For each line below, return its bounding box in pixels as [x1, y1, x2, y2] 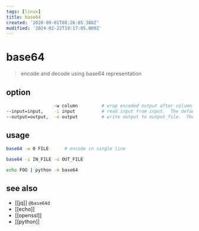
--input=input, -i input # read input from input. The [6, 108, 179, 114]
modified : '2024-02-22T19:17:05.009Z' [6, 25, 102, 31]
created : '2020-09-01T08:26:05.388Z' [6, 19, 99, 25]
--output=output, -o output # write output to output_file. [6, 113, 182, 120]
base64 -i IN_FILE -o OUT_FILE [6, 157, 84, 162]
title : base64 [6, 14, 41, 20]
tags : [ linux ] [6, 8, 41, 15]
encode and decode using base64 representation [20, 70, 142, 77]
